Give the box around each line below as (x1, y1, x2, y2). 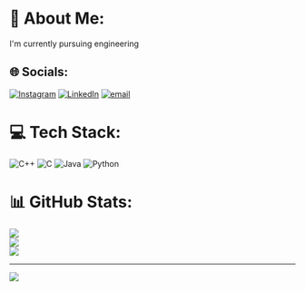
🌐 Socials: (9, 64, 69, 80)
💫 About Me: (9, 8, 105, 29)
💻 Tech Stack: (9, 121, 122, 142)
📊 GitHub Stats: (9, 191, 133, 212)
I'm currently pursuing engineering (9, 38, 139, 49)
